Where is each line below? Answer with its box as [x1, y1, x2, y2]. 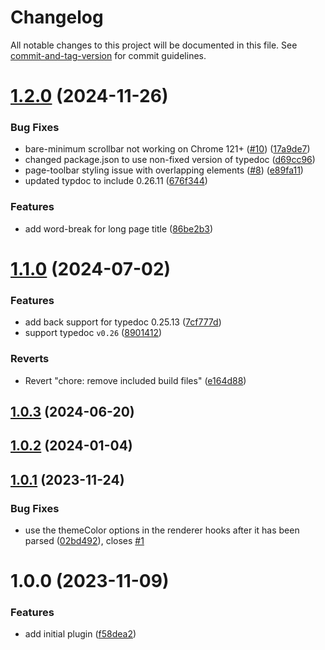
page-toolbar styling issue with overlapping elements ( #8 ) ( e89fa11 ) [24, 164, 304, 176]
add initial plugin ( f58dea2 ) [24, 628, 137, 640]
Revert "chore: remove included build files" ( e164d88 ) [24, 374, 247, 386]
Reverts [10, 352, 50, 366]
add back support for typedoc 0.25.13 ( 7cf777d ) [24, 316, 222, 328]
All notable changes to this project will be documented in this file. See [10, 39, 298, 51]
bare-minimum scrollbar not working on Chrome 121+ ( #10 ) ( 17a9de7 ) [24, 143, 311, 155]
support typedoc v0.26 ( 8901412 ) [24, 327, 163, 339]
